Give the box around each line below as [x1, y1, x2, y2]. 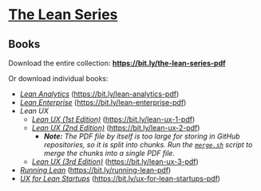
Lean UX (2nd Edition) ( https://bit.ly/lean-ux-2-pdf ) [31, 123, 200, 132]
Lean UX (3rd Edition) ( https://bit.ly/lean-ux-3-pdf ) [31, 157, 200, 166]
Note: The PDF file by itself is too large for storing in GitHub [43, 131, 241, 141]
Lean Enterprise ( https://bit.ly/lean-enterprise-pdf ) [19, 98, 187, 107]
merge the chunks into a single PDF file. [43, 149, 176, 158]
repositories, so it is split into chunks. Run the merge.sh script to [43, 140, 253, 149]
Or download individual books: [8, 74, 109, 83]
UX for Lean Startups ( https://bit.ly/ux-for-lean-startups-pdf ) [19, 173, 221, 183]
